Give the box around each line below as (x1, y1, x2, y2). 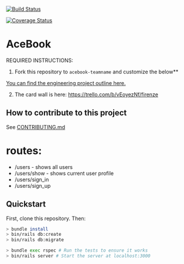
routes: (6, 144, 42, 157)
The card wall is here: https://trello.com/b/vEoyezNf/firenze (14, 91, 158, 98)
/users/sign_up (14, 182, 51, 189)
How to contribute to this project (6, 108, 127, 118)
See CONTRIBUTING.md (6, 123, 66, 130)
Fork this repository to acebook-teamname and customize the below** (14, 68, 179, 75)
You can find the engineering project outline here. (6, 79, 126, 86)
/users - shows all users (14, 163, 73, 170)
